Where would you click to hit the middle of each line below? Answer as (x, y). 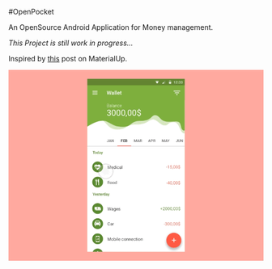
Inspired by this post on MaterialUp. (68, 59)
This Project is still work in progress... (71, 43)
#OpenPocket (31, 12)
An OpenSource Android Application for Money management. (111, 27)
